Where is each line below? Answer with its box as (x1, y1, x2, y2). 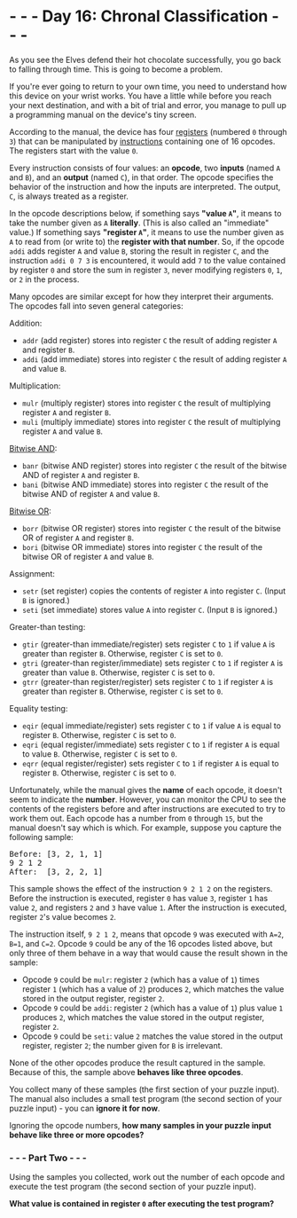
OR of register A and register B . (21, 532, 135, 543)
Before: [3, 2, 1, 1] (9, 849, 104, 859)
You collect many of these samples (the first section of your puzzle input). (9, 1084, 279, 1095)
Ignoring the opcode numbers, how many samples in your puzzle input (9, 1120, 272, 1130)
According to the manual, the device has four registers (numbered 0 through (9, 126, 288, 137)
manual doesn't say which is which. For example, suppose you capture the (9, 822, 282, 833)
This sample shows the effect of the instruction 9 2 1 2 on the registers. (9, 883, 273, 893)
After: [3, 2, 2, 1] (9, 867, 104, 876)
